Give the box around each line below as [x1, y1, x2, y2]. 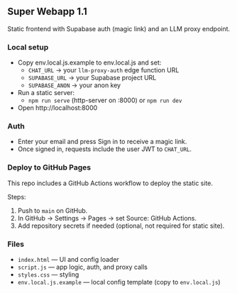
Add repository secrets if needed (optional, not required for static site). [17, 221, 225, 230]
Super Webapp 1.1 [7, 6, 87, 18]
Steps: [7, 192, 26, 201]
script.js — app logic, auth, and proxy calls [17, 262, 148, 271]
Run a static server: [17, 89, 75, 97]
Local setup [7, 42, 49, 52]
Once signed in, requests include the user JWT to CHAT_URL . [17, 145, 192, 153]
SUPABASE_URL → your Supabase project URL [28, 74, 157, 82]
